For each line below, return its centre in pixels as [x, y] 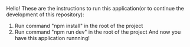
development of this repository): [45, 15]
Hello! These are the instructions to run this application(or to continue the [95, 8]
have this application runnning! [52, 38]
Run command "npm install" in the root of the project [79, 26]
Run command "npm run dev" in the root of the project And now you [98, 32]
